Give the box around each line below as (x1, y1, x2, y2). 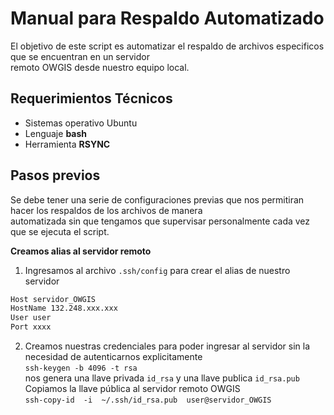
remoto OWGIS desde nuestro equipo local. (10, 61, 190, 73)
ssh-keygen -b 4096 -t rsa (24, 363, 138, 374)
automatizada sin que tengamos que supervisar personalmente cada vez (10, 215, 311, 227)
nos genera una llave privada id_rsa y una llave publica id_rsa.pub (24, 372, 300, 384)
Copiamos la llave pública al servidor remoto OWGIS (24, 383, 241, 395)
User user (10, 313, 52, 323)
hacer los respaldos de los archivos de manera (10, 204, 203, 216)
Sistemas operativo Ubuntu (24, 117, 138, 129)
